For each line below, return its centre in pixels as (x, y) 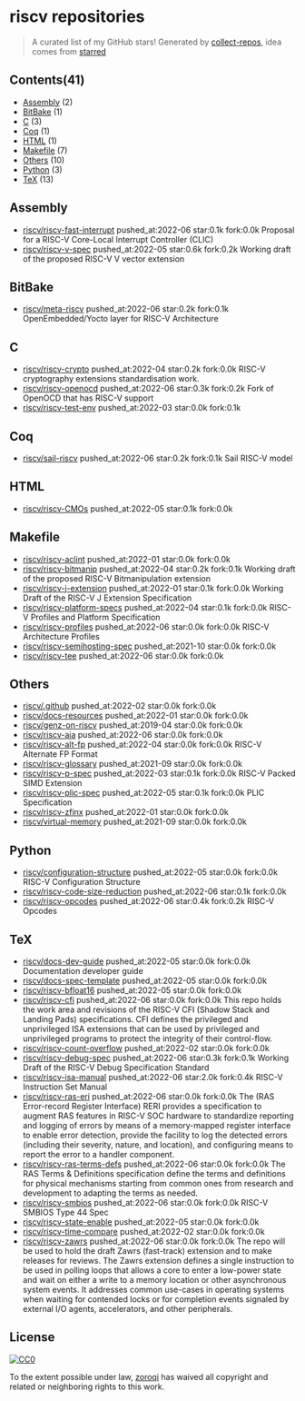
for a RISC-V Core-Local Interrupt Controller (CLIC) (118, 239)
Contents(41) (47, 80)
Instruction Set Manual (64, 1087)
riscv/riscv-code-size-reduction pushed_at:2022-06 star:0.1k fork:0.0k (154, 891)
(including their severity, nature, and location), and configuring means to (158, 1145)
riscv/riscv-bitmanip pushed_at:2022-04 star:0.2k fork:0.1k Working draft (159, 569)
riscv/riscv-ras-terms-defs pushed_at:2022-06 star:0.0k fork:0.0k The (154, 1164)
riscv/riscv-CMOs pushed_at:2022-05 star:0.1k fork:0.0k (128, 508)
